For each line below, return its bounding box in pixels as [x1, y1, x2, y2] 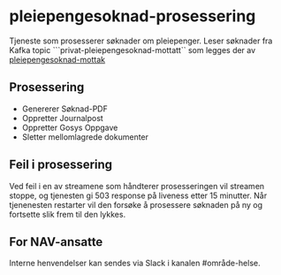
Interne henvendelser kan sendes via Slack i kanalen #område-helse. [9, 258, 261, 269]
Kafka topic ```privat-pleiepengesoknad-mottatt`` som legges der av [9, 44, 256, 55]
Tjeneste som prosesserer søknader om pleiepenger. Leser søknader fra [9, 35, 273, 46]
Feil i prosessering [9, 157, 113, 172]
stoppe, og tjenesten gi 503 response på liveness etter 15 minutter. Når [9, 190, 268, 201]
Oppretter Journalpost [21, 112, 103, 123]
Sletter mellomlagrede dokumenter [21, 131, 148, 142]
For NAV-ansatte [9, 234, 103, 249]
